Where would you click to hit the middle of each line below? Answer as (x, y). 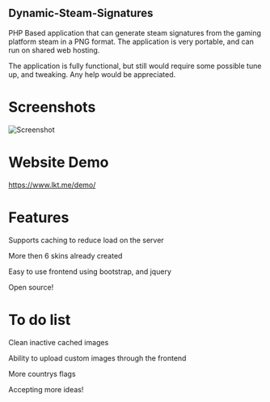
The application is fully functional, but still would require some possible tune (135, 66)
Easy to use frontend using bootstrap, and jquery (90, 272)
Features (39, 217)
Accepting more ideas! (46, 389)
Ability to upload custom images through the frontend (97, 358)
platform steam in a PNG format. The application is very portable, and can (131, 41)
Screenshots (52, 107)
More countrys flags (42, 374)
